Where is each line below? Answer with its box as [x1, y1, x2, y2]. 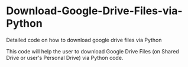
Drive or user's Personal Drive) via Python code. [6, 54, 124, 61]
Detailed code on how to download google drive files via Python [6, 36, 162, 43]
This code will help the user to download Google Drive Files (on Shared [6, 47, 179, 55]
